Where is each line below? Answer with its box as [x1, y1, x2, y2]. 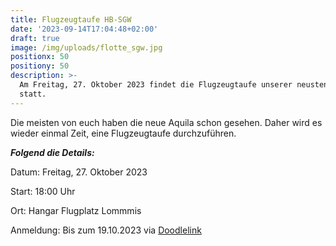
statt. [19, 89, 47, 99]
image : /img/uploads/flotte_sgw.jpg [10, 42, 163, 53]
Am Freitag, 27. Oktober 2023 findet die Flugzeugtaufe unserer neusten [19, 80, 329, 90]
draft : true [10, 33, 60, 43]
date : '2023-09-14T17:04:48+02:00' [10, 24, 159, 34]
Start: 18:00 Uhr [10, 185, 76, 197]
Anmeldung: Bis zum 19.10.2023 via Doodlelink [10, 224, 202, 236]
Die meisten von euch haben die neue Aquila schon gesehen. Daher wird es [10, 116, 323, 128]
